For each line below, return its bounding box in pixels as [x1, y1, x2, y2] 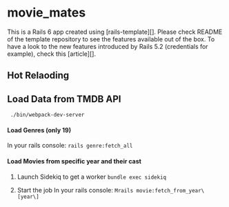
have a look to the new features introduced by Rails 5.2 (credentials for [7, 42, 208, 50]
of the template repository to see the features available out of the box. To [7, 34, 215, 43]
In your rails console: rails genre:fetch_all [7, 141, 133, 150]
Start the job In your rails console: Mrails [17, 186, 134, 194]
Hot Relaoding [7, 70, 70, 81]
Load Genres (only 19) [7, 126, 71, 134]
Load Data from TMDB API [7, 93, 121, 105]
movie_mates [7, 5, 86, 21]
